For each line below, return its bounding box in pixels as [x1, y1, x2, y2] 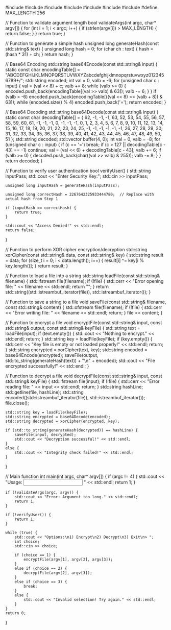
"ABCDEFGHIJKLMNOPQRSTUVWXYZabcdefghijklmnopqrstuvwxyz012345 [5, 72, 164, 78]
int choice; [14, 539, 40, 544]
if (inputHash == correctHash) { [5, 205, 77, 210]
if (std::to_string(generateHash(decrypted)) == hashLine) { [5, 428, 138, 433]
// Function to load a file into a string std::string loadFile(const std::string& [5, 273, 160, 279]
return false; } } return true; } [5, 31, 65, 36]
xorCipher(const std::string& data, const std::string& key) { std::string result [5, 252, 164, 258]
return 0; [5, 611, 27, 616]
